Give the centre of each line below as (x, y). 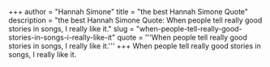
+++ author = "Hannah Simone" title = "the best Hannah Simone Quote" (129, 12)
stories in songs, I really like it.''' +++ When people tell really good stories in (135, 46)
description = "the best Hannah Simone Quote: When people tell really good (135, 20)
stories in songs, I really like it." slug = (72, 29)
